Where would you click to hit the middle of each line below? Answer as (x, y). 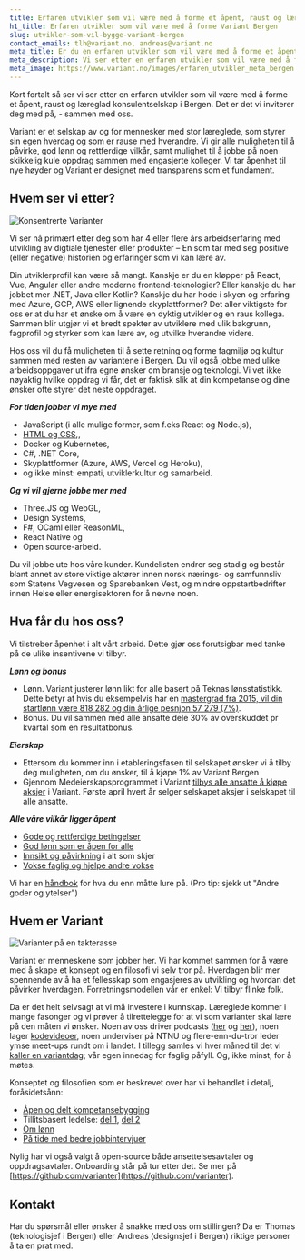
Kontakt (33, 1204)
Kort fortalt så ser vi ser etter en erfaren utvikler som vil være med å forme (149, 94)
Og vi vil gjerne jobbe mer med (68, 490)
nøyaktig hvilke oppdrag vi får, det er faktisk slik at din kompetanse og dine (150, 379)
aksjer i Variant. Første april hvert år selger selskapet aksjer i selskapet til (159, 791)
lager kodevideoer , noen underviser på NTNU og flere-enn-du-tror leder (144, 1036)
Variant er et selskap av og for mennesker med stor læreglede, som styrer (148, 131)
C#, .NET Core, (51, 453)
